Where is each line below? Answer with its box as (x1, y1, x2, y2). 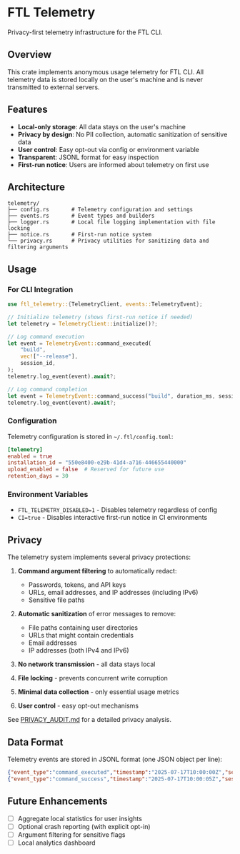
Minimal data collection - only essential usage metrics (17, 688, 180, 696)
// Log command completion (7, 386, 88, 393)
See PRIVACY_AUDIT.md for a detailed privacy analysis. (7, 715, 171, 724)
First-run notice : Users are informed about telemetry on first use (17, 160, 209, 169)
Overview (7, 49, 52, 61)
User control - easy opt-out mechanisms (17, 701, 139, 710)
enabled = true (7, 453, 53, 460)
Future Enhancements (7, 795, 109, 808)
